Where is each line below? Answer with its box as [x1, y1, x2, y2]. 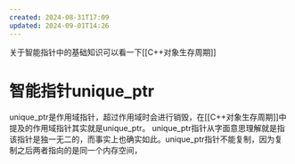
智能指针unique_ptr [9, 81, 154, 101]
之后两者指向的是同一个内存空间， [16, 145, 143, 156]
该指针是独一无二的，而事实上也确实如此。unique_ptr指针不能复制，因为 [9, 134, 275, 144]
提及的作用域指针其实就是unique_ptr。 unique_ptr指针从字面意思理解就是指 [9, 123, 285, 134]
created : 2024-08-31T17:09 [9, 12, 110, 22]
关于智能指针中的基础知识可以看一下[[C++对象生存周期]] [9, 46, 217, 58]
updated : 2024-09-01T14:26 [9, 21, 110, 30]
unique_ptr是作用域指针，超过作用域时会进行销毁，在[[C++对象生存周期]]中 [9, 112, 287, 122]
